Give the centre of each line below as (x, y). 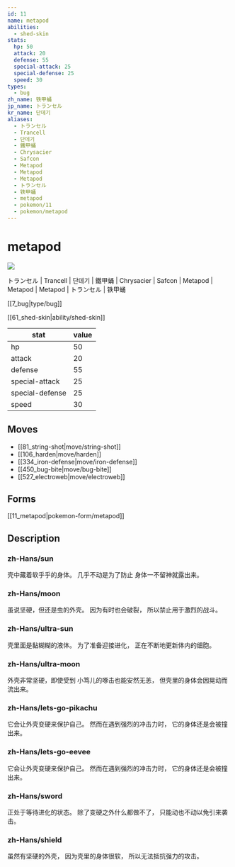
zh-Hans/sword (35, 796)
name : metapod (28, 21)
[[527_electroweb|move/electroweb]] (71, 476)
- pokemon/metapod (41, 212)
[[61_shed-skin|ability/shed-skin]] (56, 317)
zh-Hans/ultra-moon (44, 664)
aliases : (20, 119)
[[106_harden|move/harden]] (59, 454)
